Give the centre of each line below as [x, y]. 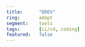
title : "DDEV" [31, 12]
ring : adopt [29, 18]
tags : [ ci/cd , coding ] [43, 29]
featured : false [29, 35]
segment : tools [29, 23]
